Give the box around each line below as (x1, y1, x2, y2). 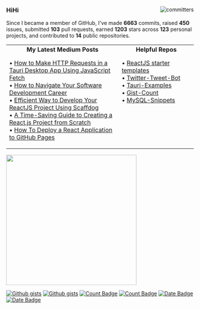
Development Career (9, 89, 67, 97)
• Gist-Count (121, 89, 159, 97)
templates (121, 66, 150, 74)
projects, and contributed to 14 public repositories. (6, 32, 130, 39)
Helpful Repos (136, 45, 177, 54)
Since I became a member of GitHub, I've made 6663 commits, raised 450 (6, 20, 190, 27)
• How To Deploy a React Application (9, 126, 113, 134)
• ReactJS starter (121, 59, 170, 67)
